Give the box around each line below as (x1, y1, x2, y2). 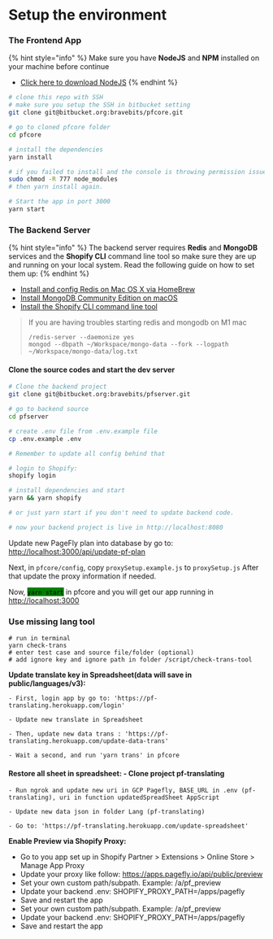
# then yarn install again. (8, 183, 104, 191)
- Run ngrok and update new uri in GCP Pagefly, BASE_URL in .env (8, 787, 238, 795)
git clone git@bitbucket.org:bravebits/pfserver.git (8, 391, 191, 399)
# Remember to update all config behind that (8, 449, 165, 457)
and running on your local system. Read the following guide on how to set (8, 260, 255, 270)
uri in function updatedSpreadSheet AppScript (59, 793, 220, 802)
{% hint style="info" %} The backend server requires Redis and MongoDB (8, 242, 258, 253)
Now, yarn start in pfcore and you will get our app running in (8, 587, 214, 596)
